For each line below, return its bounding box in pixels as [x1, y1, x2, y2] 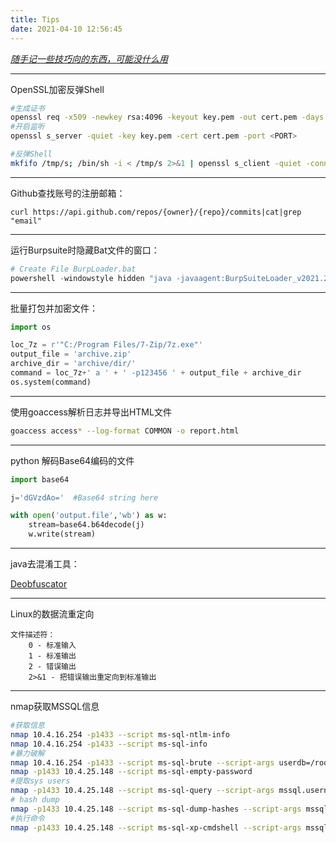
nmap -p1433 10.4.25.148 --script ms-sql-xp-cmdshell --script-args [10, 822, 302, 833]
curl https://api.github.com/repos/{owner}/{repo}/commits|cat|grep [10, 207, 302, 217]
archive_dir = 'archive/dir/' [10, 359, 137, 369]
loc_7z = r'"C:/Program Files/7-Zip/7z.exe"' [10, 340, 203, 350]
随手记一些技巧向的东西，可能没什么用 [10, 52, 168, 65]
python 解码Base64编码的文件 [10, 454, 135, 466]
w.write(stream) [28, 529, 97, 540]
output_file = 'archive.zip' [10, 349, 132, 360]
